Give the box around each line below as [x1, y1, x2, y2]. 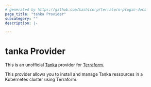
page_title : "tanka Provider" [5, 12, 67, 17]
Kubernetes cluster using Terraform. [5, 76, 78, 83]
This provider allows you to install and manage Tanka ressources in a [5, 71, 143, 77]
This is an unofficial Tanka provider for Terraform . [5, 62, 104, 68]
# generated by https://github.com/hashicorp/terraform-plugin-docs [5, 7, 147, 12]
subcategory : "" [5, 16, 38, 21]
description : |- [5, 20, 38, 26]
